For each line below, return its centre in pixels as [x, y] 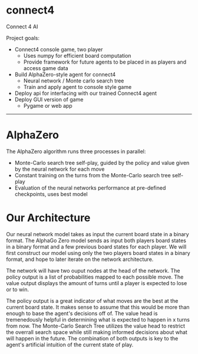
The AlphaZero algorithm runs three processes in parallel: [76, 151]
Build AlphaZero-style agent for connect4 [65, 74]
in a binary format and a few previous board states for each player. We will [96, 247]
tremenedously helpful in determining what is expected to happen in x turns [98, 319]
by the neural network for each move [60, 169]
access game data [46, 68]
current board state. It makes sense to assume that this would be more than [98, 307]
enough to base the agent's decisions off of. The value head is [82, 313]
